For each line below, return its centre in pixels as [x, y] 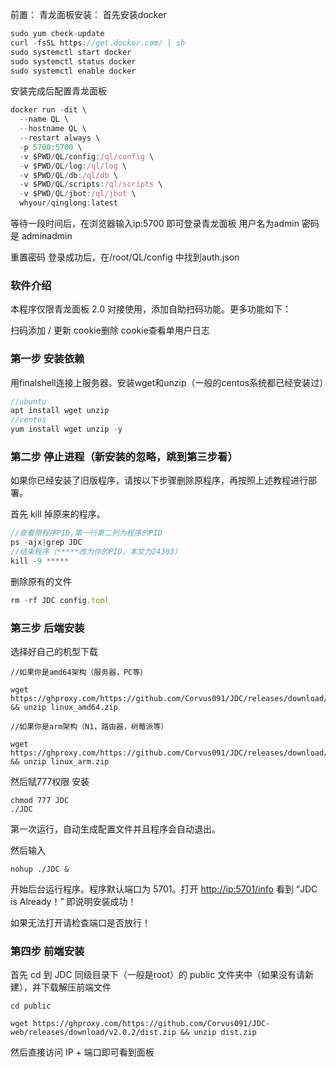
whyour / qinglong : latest [68, 203]
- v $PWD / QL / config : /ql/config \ [87, 156]
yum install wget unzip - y [66, 429]
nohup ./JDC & [40, 869]
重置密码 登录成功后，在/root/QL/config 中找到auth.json [125, 257]
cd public [31, 1006]
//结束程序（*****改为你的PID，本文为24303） [96, 552]
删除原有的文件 [41, 581]
